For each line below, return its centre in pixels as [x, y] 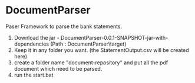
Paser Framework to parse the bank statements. [64, 26]
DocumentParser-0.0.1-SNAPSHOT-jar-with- [114, 37]
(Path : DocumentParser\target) [88, 44]
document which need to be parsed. [58, 68]
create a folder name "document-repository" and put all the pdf [91, 63]
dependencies [32, 44]
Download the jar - [37, 37]
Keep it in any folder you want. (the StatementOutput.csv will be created [101, 50]
